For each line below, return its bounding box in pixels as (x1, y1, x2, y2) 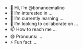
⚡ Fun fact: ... (10, 39, 38, 45)
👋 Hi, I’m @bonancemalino (10, 5, 65, 10)
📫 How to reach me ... (10, 26, 57, 32)
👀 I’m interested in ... (10, 10, 53, 16)
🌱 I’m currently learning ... (10, 15, 64, 21)
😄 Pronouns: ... (10, 33, 43, 39)
